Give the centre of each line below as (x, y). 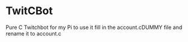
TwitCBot (29, 11)
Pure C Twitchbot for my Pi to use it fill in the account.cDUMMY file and (94, 27)
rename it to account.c (33, 33)
